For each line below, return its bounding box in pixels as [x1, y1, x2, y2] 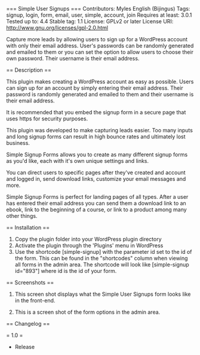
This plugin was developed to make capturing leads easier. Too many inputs [6, 127, 193, 133]
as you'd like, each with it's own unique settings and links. [6, 157, 149, 164]
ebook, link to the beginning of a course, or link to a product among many [6, 206, 187, 213]
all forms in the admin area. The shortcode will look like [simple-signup [14, 261, 189, 268]
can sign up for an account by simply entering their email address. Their [6, 84, 183, 92]
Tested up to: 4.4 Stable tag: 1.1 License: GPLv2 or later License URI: [6, 18, 174, 25]
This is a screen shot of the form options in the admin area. [14, 308, 161, 315]
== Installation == [6, 224, 50, 231]
